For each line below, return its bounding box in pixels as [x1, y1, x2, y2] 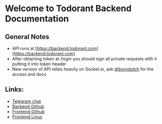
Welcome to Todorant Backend [5, 3, 132, 14]
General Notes [5, 33, 49, 41]
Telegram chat [12, 98, 41, 104]
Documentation [5, 13, 69, 24]
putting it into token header [12, 61, 66, 67]
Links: [5, 86, 24, 94]
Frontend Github [12, 108, 45, 114]
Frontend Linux [12, 114, 43, 120]
